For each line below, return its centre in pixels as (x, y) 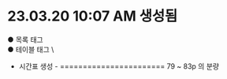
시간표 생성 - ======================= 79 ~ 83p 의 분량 (119, 66)
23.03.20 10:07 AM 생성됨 (93, 16)
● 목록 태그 (26, 39)
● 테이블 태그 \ (31, 49)
